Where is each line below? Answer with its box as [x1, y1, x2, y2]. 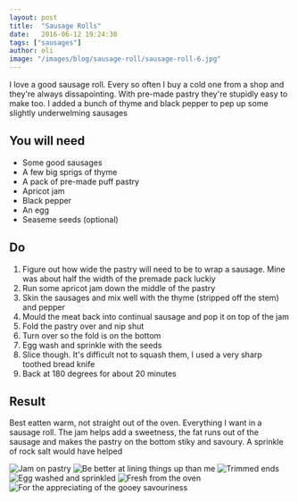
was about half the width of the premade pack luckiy [21, 273, 216, 284]
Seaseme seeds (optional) [21, 213, 119, 224]
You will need [9, 133, 86, 148]
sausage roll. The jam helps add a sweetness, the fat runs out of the [9, 427, 259, 438]
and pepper [21, 301, 65, 313]
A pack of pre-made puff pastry [21, 176, 140, 187]
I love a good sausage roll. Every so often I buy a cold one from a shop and [9, 79, 285, 89]
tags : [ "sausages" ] [9, 38, 82, 47]
